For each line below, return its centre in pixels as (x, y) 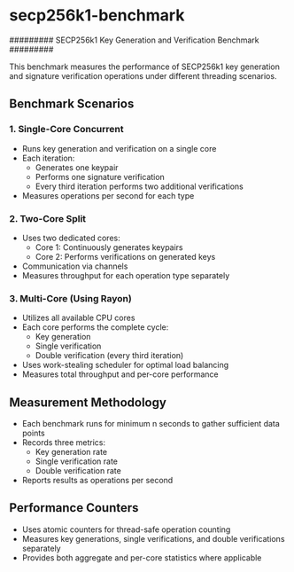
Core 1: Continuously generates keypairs (109, 247)
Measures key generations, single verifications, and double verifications (153, 538)
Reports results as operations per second (97, 481)
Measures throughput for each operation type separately (126, 275)
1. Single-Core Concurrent (66, 129)
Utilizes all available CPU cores (78, 318)
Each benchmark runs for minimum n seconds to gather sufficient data (151, 424)
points (34, 433)
